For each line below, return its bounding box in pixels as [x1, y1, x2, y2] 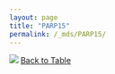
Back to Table [20, 55, 72, 66]
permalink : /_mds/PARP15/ [9, 29, 106, 38]
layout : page [9, 12, 58, 22]
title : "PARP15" [9, 21, 70, 30]
